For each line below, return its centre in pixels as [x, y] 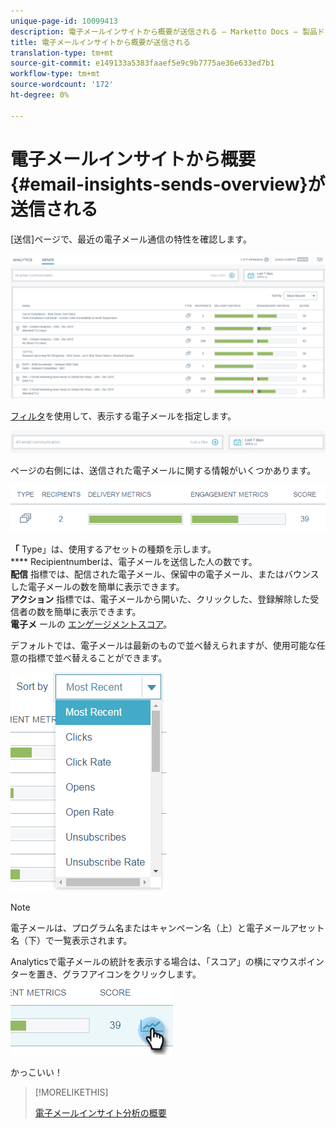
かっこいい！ [36, 1072]
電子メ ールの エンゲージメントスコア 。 [91, 624]
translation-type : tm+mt [62, 53]
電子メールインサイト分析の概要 [100, 1112]
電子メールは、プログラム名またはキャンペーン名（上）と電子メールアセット [167, 927]
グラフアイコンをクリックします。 [132, 974]
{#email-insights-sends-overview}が [168, 184]
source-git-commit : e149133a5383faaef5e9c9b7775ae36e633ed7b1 [142, 63]
